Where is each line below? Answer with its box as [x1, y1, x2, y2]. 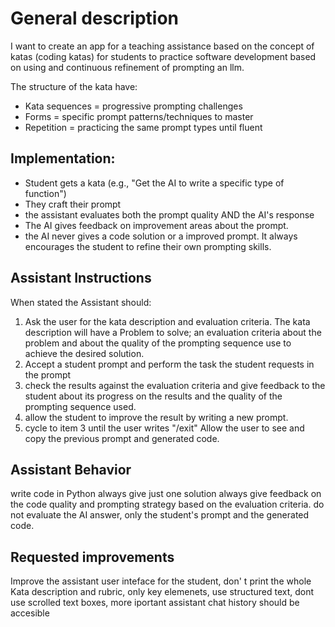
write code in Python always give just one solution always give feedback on [10, 488, 322, 500]
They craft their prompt [24, 198, 122, 210]
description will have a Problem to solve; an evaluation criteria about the [24, 326, 322, 338]
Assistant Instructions [10, 270, 152, 287]
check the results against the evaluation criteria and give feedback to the [24, 379, 326, 391]
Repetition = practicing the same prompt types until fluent [24, 121, 263, 133]
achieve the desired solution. [24, 347, 145, 359]
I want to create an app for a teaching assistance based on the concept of [10, 40, 315, 52]
